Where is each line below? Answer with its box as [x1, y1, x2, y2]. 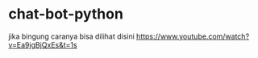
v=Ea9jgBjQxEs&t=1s [8, 39, 78, 49]
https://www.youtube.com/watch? [135, 31, 250, 41]
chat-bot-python [8, 5, 123, 23]
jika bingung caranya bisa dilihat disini [8, 31, 135, 41]
